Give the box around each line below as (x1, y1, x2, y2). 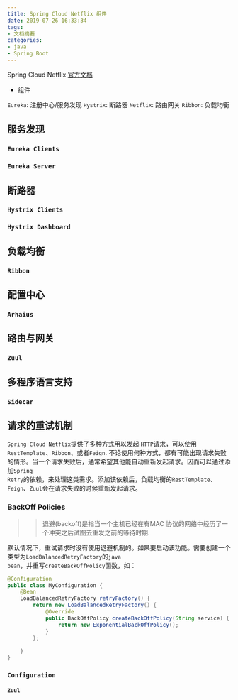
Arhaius (7, 310, 34, 318)
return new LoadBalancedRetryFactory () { (33, 601, 157, 609)
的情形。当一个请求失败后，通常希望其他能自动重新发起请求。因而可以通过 (7, 457, 225, 466)
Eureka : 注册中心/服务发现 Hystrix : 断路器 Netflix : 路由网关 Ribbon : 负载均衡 (7, 100, 229, 109)
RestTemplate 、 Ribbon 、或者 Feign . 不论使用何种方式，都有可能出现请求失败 (7, 449, 227, 457)
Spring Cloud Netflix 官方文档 (7, 70, 93, 79)
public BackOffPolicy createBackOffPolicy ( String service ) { (45, 615, 230, 622)
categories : (7, 37, 42, 44)
